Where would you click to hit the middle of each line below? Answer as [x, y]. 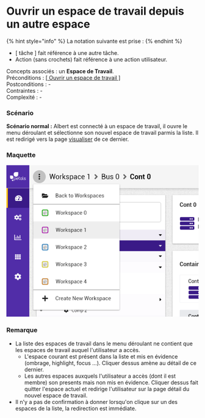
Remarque [22, 330]
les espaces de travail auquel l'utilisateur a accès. [77, 350]
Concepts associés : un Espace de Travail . [60, 71]
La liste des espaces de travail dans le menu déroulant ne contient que [104, 344]
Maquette [21, 155]
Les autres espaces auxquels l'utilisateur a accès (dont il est [100, 376]
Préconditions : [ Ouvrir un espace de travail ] [63, 77]
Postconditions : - [29, 84]
